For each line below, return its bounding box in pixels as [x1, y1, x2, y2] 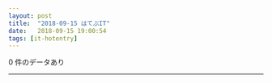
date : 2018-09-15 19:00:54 [8, 27, 107, 35]
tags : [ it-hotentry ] [8, 34, 79, 43]
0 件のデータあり [8, 57, 65, 67]
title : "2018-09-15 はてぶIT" [8, 19, 111, 27]
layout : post [8, 11, 53, 20]
